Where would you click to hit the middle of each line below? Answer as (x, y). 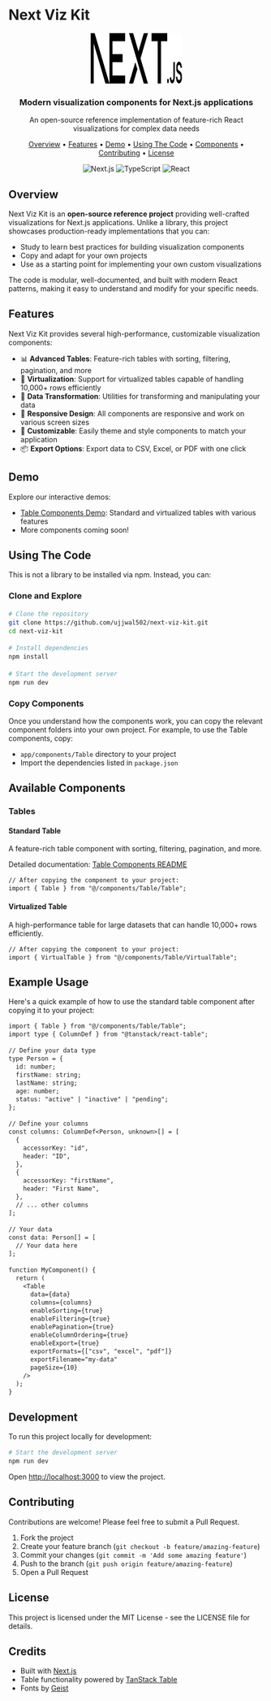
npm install (28, 657)
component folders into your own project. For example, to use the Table (128, 729)
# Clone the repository (49, 614)
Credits (28, 1652)
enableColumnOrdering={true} (79, 1335)
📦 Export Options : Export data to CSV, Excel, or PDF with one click (133, 448)
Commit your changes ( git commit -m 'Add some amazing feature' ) (133, 1555)
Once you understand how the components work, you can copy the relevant (135, 720)
